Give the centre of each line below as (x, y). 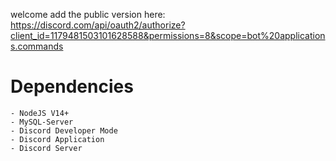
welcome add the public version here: (88, 14)
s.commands (37, 46)
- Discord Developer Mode (64, 130)
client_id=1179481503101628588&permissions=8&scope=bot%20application (168, 35)
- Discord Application (57, 139)
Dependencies (72, 86)
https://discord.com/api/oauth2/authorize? (98, 25)
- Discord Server (46, 148)
